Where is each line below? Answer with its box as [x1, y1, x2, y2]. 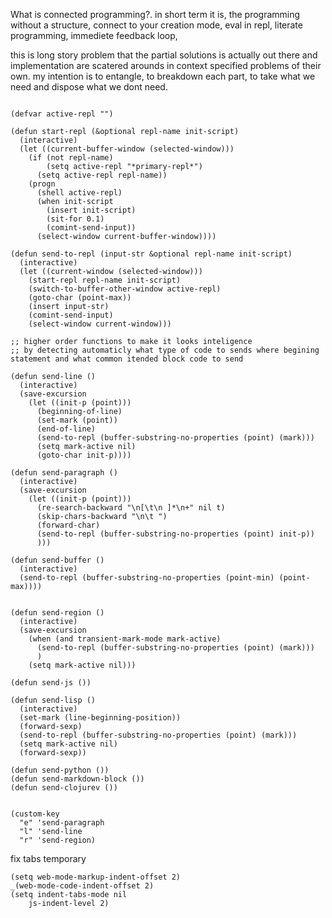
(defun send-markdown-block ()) [10, 774, 145, 784]
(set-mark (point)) [36, 415, 118, 425]
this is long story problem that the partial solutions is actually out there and [10, 49, 318, 61]
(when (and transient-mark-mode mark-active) [28, 634, 222, 644]
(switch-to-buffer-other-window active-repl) [28, 284, 222, 294]
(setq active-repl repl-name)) [36, 170, 168, 180]
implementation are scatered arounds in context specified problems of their [10, 60, 322, 71]
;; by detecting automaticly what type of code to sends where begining [10, 345, 320, 355]
